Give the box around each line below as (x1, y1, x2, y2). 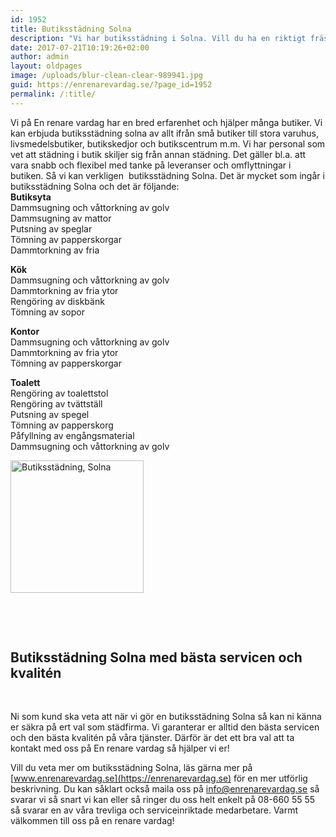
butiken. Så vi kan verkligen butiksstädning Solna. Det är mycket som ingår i (10, 169, 325, 181)
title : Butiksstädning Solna (10, 24, 132, 34)
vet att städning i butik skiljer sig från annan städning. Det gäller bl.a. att (10, 148, 307, 160)
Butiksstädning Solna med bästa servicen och (10, 649, 303, 666)
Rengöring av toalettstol (10, 387, 109, 399)
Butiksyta (10, 191, 52, 203)
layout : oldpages (10, 61, 83, 71)
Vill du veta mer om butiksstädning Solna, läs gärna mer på (10, 762, 253, 774)
